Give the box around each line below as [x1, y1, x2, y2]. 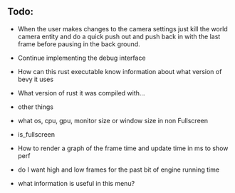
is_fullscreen [17, 130, 56, 138]
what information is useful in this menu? [17, 179, 135, 187]
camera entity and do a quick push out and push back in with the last [17, 32, 221, 41]
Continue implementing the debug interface [17, 53, 146, 62]
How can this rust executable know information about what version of [17, 67, 222, 75]
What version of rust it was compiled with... [17, 88, 145, 97]
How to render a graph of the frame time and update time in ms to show [17, 144, 229, 152]
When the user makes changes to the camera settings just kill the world [17, 24, 228, 33]
